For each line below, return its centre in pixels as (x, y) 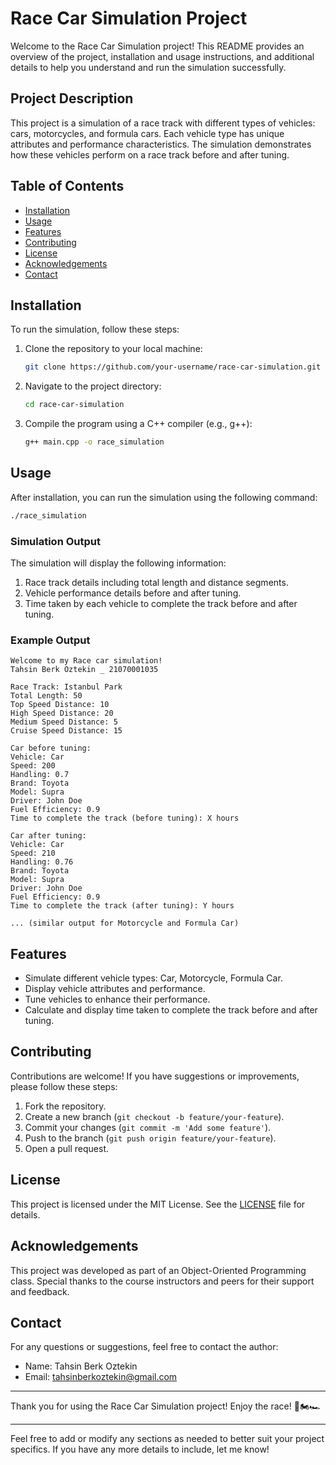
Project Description (72, 98)
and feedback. (40, 1291)
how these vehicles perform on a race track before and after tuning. (150, 154)
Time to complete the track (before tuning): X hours (125, 818)
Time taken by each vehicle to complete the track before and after (161, 603)
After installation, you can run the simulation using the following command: (164, 497)
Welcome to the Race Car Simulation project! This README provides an (157, 46)
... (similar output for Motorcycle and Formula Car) (125, 923)
